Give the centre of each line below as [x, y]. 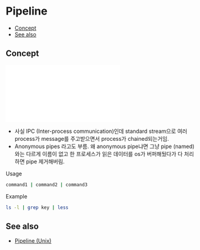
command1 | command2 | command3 [47, 184]
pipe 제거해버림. [45, 161]
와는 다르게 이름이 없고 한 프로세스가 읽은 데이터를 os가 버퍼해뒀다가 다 [98, 154]
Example [17, 196]
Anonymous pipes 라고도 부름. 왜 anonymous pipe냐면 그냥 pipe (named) [105, 146]
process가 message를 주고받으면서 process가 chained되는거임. [92, 138]
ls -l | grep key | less [37, 208]
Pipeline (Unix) [33, 241]
